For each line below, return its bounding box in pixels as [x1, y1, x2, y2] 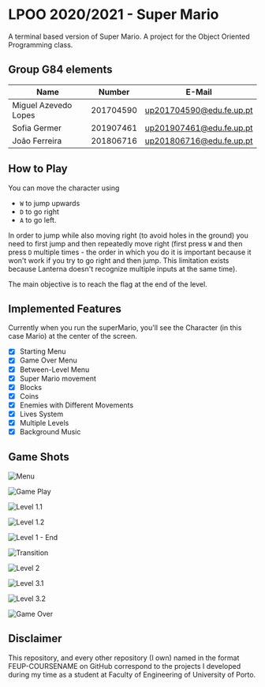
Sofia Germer [12, 122, 62, 133]
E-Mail [185, 86, 213, 97]
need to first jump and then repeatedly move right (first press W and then [8, 238, 243, 248]
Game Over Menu [19, 355, 77, 365]
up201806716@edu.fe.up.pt [144, 135, 253, 146]
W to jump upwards [19, 198, 80, 208]
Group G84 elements [8, 63, 113, 77]
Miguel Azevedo [12, 99, 73, 111]
